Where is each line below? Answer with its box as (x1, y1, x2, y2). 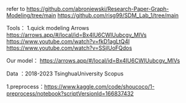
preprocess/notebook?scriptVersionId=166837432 (6, 90, 134, 97)
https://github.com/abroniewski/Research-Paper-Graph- (26, 6, 169, 12)
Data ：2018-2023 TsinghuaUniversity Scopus (6, 70, 124, 77)
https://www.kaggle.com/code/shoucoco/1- (44, 83, 155, 90)
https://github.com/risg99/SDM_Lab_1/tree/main (57, 12, 179, 19)
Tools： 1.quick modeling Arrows (6, 25, 90, 31)
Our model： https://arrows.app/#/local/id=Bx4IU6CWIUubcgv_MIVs (6, 57, 180, 64)
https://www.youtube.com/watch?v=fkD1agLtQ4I (6, 38, 130, 45)
